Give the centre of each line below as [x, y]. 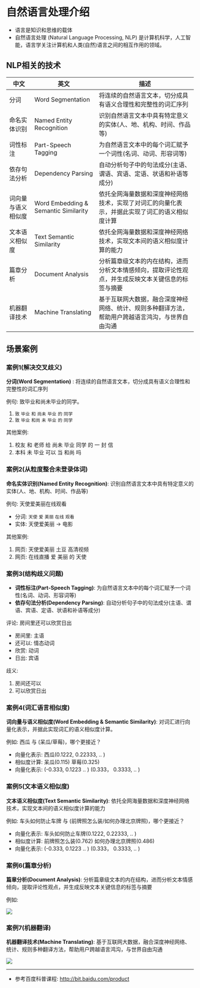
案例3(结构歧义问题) [35, 574]
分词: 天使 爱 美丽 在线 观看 [44, 516]
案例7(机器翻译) [29, 928]
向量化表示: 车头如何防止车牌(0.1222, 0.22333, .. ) [76, 833]
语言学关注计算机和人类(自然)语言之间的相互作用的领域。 [95, 45]
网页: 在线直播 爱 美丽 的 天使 [51, 556]
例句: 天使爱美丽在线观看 [36, 504]
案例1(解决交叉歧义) [34, 368]
